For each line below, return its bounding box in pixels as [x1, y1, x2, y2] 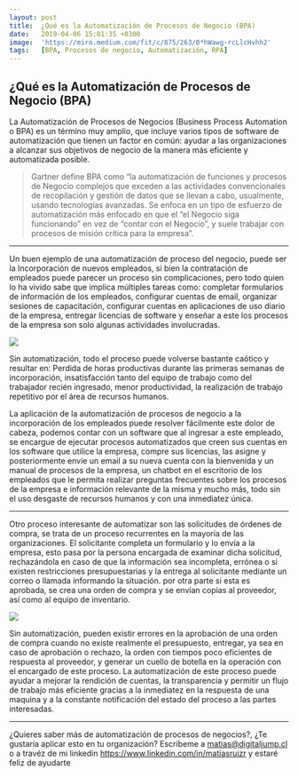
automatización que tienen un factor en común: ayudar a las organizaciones [9, 135, 286, 146]
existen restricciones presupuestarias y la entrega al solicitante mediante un [9, 566, 287, 576]
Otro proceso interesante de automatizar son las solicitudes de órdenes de [9, 519, 282, 529]
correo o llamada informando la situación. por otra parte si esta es [9, 575, 251, 586]
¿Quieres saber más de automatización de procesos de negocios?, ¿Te [9, 729, 268, 740]
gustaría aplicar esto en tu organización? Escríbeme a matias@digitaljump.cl [9, 738, 288, 749]
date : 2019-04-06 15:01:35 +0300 [9, 29, 141, 38]
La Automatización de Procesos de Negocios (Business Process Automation [9, 116, 288, 127]
